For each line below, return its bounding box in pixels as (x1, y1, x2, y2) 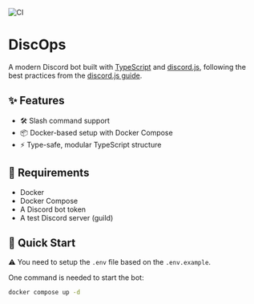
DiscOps (8, 36, 67, 54)
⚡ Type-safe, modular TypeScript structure (19, 140, 162, 149)
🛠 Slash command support (19, 116, 111, 125)
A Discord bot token (19, 205, 87, 214)
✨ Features (8, 94, 65, 107)
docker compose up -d (8, 289, 81, 297)
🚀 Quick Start (8, 236, 76, 249)
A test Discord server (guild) (19, 213, 114, 222)
